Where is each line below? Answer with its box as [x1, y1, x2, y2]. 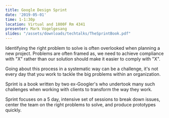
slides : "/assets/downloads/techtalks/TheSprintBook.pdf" [5, 31, 131, 36]
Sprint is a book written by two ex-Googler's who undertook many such [5, 81, 155, 87]
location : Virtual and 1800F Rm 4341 [5, 21, 86, 27]
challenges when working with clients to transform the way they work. [5, 86, 153, 92]
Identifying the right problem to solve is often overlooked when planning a [5, 45, 160, 51]
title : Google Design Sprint [5, 7, 67, 13]
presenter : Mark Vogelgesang [5, 26, 67, 32]
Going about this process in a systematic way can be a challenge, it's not [5, 66, 159, 72]
